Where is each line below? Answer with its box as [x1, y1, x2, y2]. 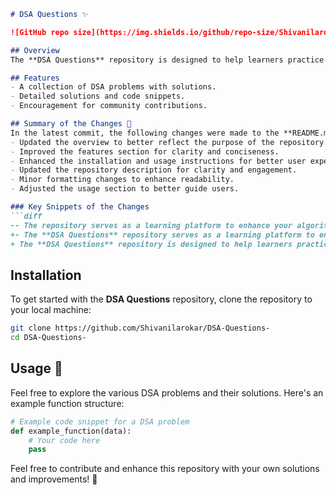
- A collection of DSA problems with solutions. [10, 82, 217, 92]
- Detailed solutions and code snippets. [10, 91, 186, 102]
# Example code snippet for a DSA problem [10, 416, 190, 427]
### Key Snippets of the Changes [10, 202, 150, 212]
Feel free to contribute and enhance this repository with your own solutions [10, 463, 320, 475]
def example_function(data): [10, 426, 132, 436]
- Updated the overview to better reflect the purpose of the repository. [10, 137, 329, 147]
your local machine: [10, 304, 92, 316]
